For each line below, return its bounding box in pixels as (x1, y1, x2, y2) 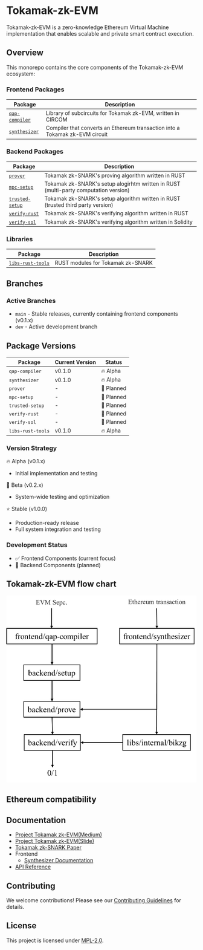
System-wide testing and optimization (14, 493, 110, 501)
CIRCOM (45, 115, 68, 123)
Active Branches (6, 296, 56, 305)
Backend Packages (6, 148, 63, 156)
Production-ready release (14, 519, 80, 527)
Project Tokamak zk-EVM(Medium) (14, 831, 103, 838)
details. (6, 903, 25, 910)
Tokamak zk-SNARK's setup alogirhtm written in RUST (44, 180, 181, 187)
